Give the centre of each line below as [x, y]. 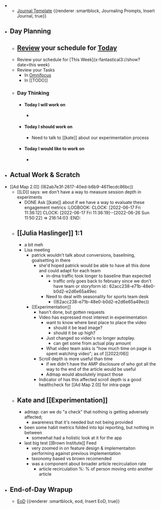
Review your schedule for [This [48, 60]
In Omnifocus [38, 75]
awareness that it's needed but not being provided [82, 422]
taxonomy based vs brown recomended [71, 459]
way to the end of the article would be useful [91, 369]
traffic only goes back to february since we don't [102, 281]
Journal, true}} [32, 16]
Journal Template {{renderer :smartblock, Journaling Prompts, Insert [86, 11]
